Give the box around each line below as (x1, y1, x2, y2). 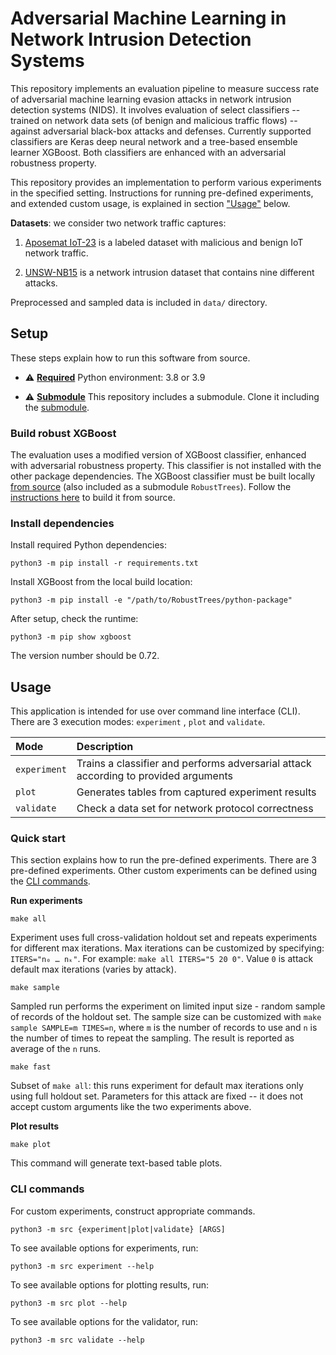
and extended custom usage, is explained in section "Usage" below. (10, 197, 291, 209)
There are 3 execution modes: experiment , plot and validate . (10, 716, 266, 728)
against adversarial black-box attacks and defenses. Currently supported (10, 125, 312, 137)
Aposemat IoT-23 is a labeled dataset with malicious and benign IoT (24, 236, 304, 248)
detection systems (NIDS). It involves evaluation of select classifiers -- (10, 103, 301, 116)
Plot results (10, 1120, 60, 1132)
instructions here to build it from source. (10, 492, 176, 504)
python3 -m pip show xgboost (10, 632, 132, 642)
